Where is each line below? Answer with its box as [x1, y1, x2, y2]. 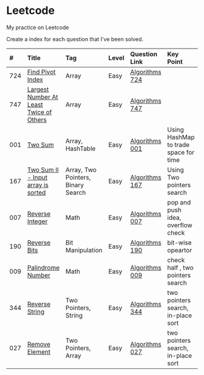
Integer [27, 217, 48, 225]
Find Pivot [27, 67, 56, 76]
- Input [27, 173, 48, 181]
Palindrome [27, 263, 60, 272]
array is [27, 180, 49, 189]
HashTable [66, 144, 96, 152]
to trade [167, 140, 190, 149]
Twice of [27, 107, 52, 116]
